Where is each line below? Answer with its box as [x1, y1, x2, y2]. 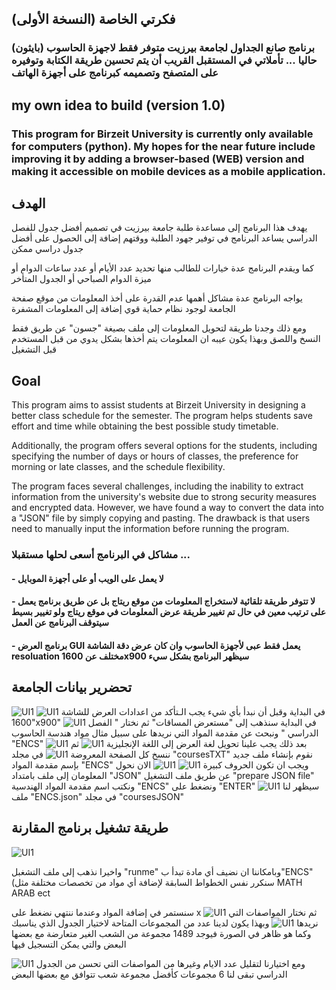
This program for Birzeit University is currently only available [11, 127, 314, 141]
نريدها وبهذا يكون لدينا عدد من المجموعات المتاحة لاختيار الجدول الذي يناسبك [11, 917, 319, 929]
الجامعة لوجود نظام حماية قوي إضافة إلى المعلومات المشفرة [11, 303, 236, 315]
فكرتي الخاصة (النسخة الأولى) [11, 11, 176, 28]
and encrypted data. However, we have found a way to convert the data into [11, 502, 325, 514]
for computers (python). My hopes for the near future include [11, 139, 316, 153]
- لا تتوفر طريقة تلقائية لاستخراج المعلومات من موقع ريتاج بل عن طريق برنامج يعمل [11, 595, 316, 607]
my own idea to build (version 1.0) [11, 97, 226, 114]
